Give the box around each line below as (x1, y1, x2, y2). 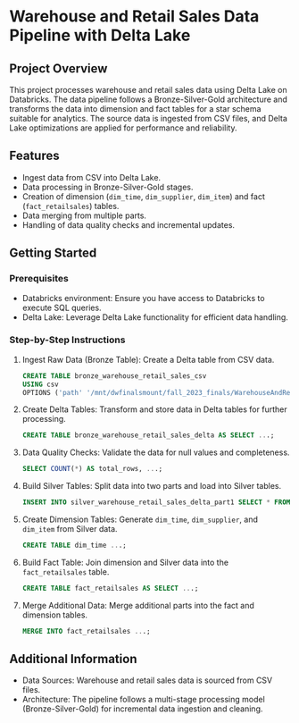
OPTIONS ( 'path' (21, 388, 83, 397)
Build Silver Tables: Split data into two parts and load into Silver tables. (21, 481, 282, 492)
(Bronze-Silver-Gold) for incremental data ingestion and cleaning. (21, 703, 263, 714)
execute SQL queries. (21, 302, 102, 313)
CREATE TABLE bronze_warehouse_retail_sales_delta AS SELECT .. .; (21, 431, 275, 440)
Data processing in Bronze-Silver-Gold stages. (21, 181, 194, 192)
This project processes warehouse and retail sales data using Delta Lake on (9, 85, 287, 95)
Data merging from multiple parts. (21, 210, 147, 221)
